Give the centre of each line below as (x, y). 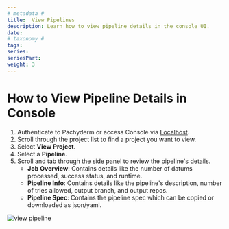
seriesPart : (24, 58)
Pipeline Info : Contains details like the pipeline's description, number (125, 183)
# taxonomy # (26, 39)
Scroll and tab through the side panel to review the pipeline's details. (114, 161)
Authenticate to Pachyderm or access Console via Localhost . (103, 132)
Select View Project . (46, 146)
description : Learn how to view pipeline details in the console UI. (109, 26)
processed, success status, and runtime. (85, 176)
